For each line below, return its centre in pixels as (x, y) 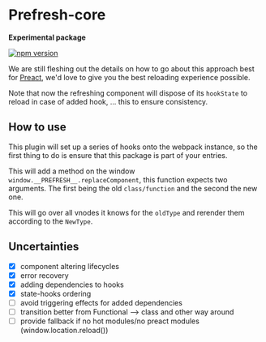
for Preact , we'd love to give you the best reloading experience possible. (129, 77)
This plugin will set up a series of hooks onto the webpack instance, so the (133, 147)
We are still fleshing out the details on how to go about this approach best (132, 68)
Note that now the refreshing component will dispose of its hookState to (128, 93)
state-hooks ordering (56, 293)
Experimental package (47, 37)
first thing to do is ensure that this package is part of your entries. (118, 155)
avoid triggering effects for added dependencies (101, 302)
